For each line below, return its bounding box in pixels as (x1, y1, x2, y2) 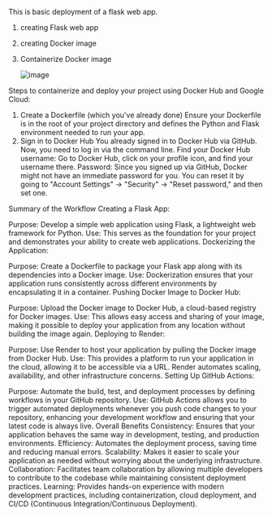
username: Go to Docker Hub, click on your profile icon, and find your (19, 154, 253, 163)
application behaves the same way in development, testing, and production (8, 430, 260, 439)
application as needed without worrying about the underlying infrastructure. (8, 456, 262, 465)
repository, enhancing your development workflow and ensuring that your (8, 413, 255, 422)
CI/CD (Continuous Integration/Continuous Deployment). (8, 499, 197, 508)
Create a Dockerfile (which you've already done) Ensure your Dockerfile (19, 110, 261, 120)
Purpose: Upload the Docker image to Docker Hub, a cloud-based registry (8, 303, 257, 313)
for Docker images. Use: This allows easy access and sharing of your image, (8, 312, 265, 321)
